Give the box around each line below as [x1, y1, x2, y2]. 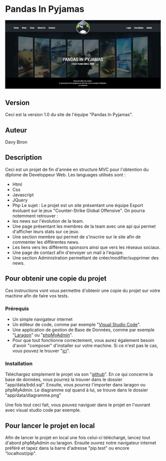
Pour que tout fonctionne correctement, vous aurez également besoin [12, 337, 155, 343]
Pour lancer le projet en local [5, 421, 95, 430]
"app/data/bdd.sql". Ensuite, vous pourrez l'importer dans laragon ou [5, 382, 146, 388]
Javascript [12, 192, 34, 198]
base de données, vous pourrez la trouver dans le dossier [5, 377, 123, 382]
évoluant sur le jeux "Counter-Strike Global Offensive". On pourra [12, 208, 145, 213]
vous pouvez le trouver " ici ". [12, 347, 70, 354]
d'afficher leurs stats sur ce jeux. [12, 228, 80, 234]
